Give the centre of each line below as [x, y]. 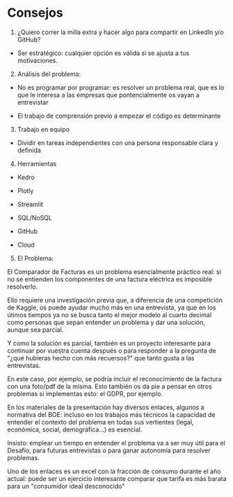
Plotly [25, 190]
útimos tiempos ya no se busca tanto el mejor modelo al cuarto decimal [110, 314]
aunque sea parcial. [35, 330]
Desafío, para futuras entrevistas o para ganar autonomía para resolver [109, 450]
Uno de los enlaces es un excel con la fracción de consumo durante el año [114, 471]
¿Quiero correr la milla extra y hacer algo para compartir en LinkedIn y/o [120, 32]
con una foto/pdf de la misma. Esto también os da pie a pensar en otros [110, 386]
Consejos [35, 13]
